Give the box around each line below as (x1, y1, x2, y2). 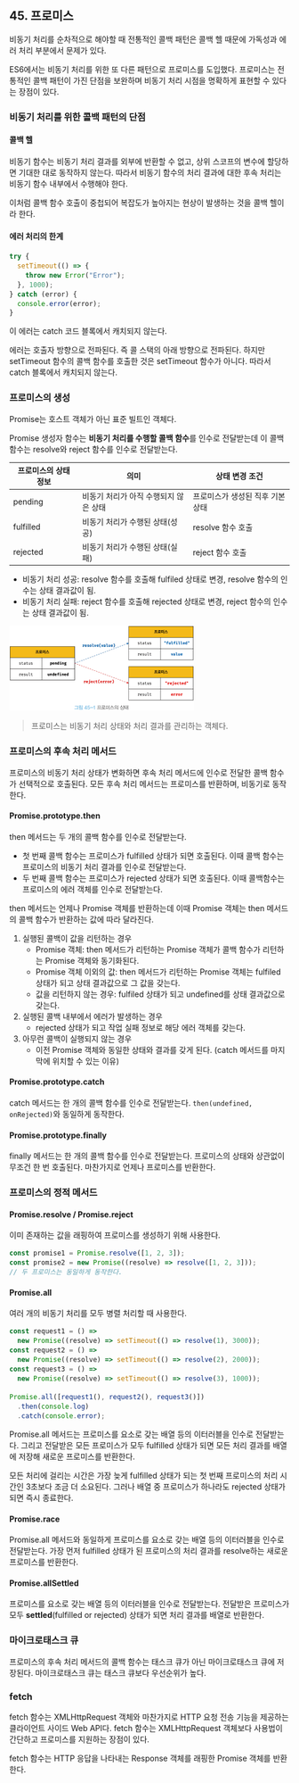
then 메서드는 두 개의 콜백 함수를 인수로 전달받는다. (9, 831, 187, 842)
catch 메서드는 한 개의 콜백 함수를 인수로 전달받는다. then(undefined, (9, 1098, 254, 1108)
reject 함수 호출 (192, 547, 247, 558)
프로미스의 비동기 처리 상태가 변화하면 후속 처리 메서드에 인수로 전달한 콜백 (9, 767, 269, 778)
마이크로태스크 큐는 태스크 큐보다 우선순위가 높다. (35, 1667, 206, 1678)
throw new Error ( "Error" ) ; (25, 270, 125, 279)
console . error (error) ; (17, 299, 101, 308)
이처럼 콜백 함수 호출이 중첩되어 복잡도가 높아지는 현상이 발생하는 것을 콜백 (9, 197, 269, 208)
